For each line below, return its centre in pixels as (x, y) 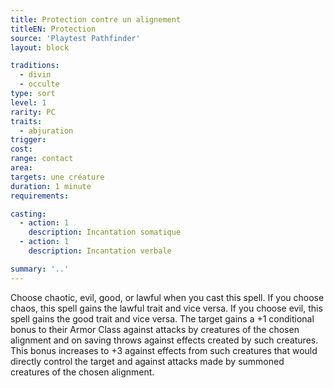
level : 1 (28, 102)
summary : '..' (40, 269)
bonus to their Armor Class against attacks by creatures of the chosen (155, 329)
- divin (35, 75)
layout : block (40, 47)
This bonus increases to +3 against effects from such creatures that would (164, 350)
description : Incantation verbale (100, 251)
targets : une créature (57, 177)
